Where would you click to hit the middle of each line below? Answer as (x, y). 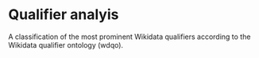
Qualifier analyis (64, 15)
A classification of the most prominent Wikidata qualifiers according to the (129, 37)
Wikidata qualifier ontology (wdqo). (66, 44)
